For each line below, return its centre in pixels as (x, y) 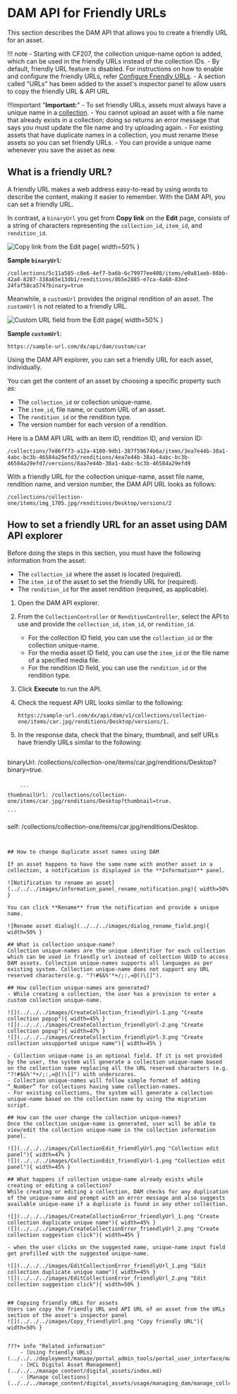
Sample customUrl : (35, 333)
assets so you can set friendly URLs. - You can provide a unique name (109, 142)
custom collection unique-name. (55, 1000)
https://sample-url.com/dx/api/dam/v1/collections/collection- (113, 715)
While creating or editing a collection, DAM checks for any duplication (118, 1191)
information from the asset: (47, 560)
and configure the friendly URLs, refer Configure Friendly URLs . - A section (116, 76)
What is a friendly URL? (60, 172)
